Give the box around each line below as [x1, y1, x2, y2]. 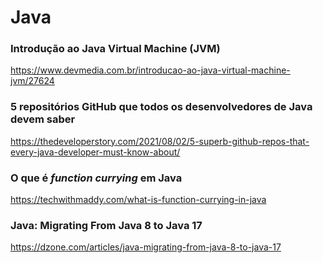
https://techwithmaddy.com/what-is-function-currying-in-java [10, 194, 267, 206]
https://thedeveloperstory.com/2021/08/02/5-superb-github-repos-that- [10, 135, 310, 147]
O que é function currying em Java [10, 171, 183, 185]
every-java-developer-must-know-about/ [10, 146, 181, 158]
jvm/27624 [10, 75, 55, 87]
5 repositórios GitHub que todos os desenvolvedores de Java [10, 100, 313, 114]
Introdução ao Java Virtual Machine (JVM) [10, 42, 221, 56]
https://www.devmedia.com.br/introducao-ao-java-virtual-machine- [10, 64, 291, 76]
